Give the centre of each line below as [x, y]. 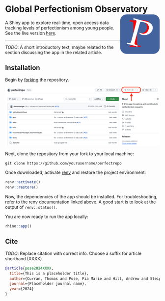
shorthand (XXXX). [24, 258]
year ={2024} [22, 289]
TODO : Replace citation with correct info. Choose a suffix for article [73, 253]
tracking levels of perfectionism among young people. [60, 27]
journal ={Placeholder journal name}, [48, 284]
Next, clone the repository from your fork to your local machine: [69, 154]
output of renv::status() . [31, 207]
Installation [23, 68]
